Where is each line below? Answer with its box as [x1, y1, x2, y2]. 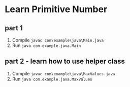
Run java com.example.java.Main [12, 42, 81, 49]
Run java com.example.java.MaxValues [12, 76, 92, 82]
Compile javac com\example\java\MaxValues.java [12, 70, 115, 76]
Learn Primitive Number [5, 4, 108, 15]
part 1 [5, 24, 23, 32]
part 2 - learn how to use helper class [5, 57, 125, 66]
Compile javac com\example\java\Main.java [12, 37, 104, 43]
